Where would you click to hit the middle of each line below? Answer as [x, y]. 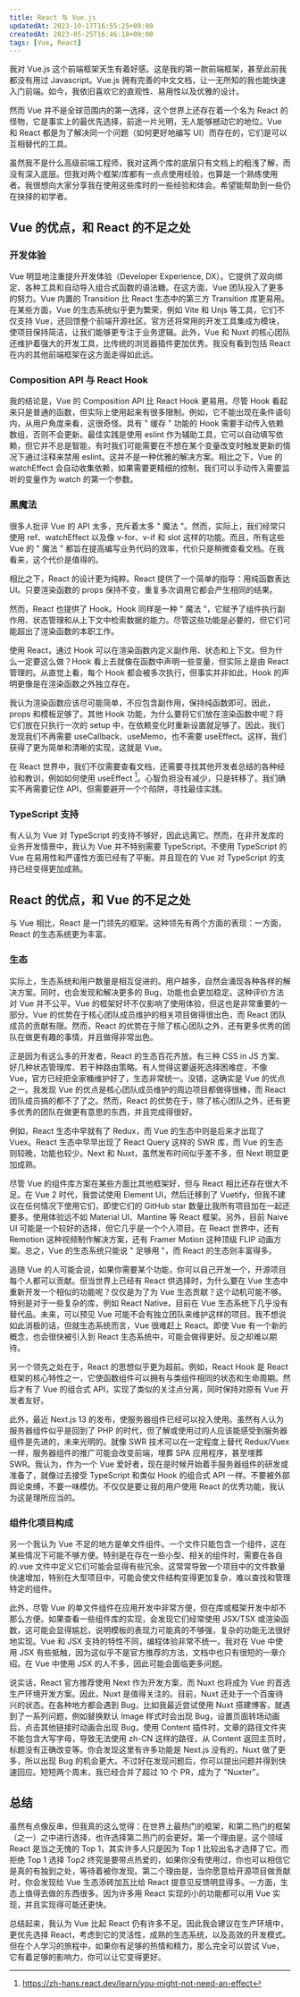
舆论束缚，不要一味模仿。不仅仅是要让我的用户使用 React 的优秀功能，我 [143, 1486]
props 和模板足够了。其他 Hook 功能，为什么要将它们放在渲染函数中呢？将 [146, 714]
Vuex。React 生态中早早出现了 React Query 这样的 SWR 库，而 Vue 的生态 [146, 1142]
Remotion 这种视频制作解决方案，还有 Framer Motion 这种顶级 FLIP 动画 [142, 1239]
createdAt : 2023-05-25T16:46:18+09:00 [81, 34]
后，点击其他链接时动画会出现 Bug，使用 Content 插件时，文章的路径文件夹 [148, 1727]
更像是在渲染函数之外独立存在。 [75, 683]
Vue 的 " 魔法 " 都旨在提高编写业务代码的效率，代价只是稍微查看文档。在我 [147, 548]
